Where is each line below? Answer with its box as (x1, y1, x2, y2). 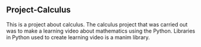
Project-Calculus (6, 5, 71, 15)
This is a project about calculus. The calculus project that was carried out (6, 20, 188, 28)
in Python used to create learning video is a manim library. (6, 33, 150, 41)
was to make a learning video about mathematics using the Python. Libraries (6, 27, 196, 34)
